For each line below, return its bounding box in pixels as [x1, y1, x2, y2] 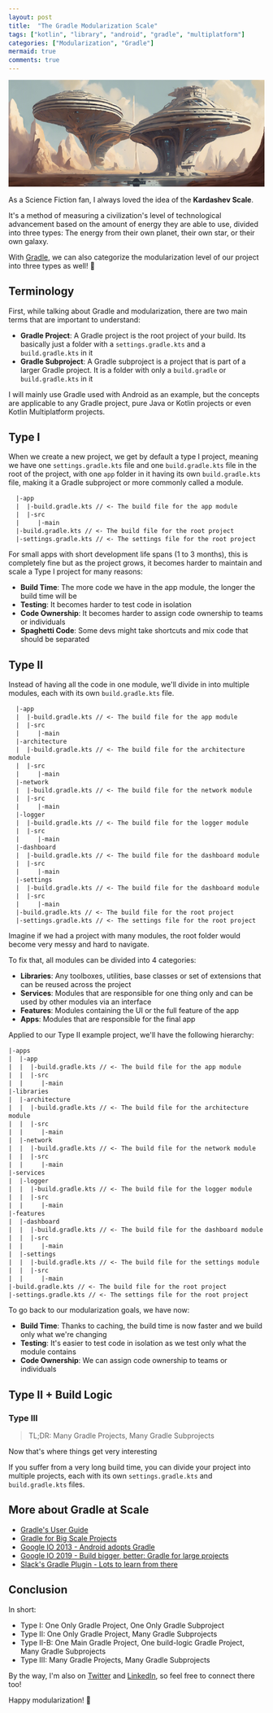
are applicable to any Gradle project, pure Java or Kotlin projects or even [8, 398, 252, 408]
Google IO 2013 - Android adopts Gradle [19, 1542, 156, 1552]
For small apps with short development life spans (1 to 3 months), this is [8, 549, 249, 559]
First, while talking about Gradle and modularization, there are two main [8, 306, 248, 316]
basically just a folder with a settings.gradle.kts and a [19, 339, 206, 349]
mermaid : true [8, 47, 57, 56]
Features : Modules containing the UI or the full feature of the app [19, 1006, 240, 1016]
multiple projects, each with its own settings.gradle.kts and [8, 1470, 213, 1480]
